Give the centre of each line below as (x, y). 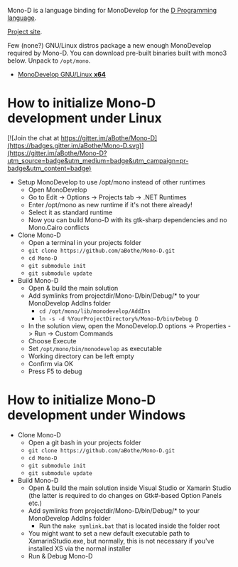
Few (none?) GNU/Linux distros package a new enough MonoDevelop (109, 45)
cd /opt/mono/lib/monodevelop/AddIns (94, 311)
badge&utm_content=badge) (49, 168)
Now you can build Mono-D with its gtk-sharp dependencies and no (128, 219)
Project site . (25, 32)
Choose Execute (52, 340)
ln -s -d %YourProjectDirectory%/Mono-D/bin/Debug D (119, 319)
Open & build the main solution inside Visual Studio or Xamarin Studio (130, 488)
